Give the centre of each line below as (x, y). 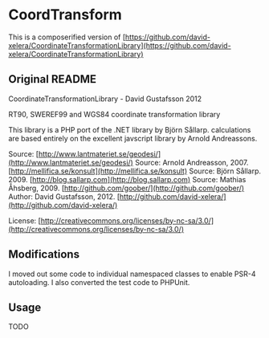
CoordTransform (65, 15)
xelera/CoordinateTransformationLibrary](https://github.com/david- (120, 45)
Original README (53, 79)
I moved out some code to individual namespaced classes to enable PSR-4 (132, 274)
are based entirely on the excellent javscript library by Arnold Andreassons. (133, 138)
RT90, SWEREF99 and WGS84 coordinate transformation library (114, 114)
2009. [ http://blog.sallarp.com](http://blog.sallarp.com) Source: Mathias (127, 179)
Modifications (44, 255)
